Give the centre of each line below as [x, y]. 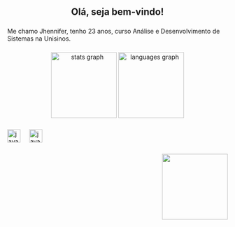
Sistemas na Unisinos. [39, 39]
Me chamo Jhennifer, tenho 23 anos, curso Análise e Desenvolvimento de [114, 32]
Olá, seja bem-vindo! [117, 12]
